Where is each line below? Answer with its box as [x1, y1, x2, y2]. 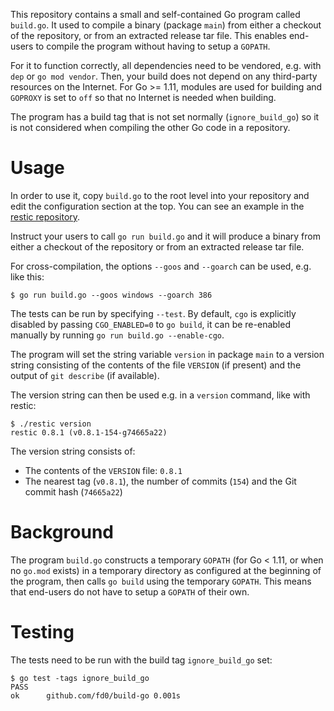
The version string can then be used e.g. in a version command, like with [10, 389, 311, 401]
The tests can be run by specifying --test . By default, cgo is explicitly [10, 307, 297, 319]
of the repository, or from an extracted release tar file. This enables [10, 30, 287, 41]
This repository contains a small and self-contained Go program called [10, 9, 301, 20]
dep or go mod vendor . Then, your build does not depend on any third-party [10, 70, 318, 82]
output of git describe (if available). [10, 369, 160, 381]
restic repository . [10, 210, 81, 223]
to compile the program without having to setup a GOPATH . [35, 40, 271, 52]
